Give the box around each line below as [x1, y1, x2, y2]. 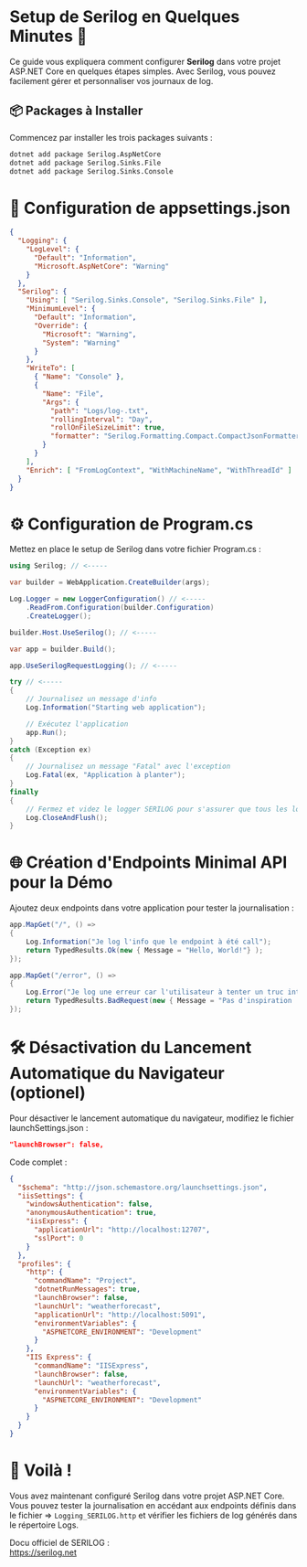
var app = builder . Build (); [9, 645, 117, 654]
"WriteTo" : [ [26, 364, 76, 373]
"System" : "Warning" [42, 338, 121, 347]
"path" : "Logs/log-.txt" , [49, 406, 149, 415]
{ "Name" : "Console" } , [33, 372, 125, 381]
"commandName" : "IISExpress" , [33, 1361, 149, 1370]
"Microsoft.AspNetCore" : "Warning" [33, 261, 170, 271]
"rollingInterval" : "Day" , [49, 414, 153, 424]
